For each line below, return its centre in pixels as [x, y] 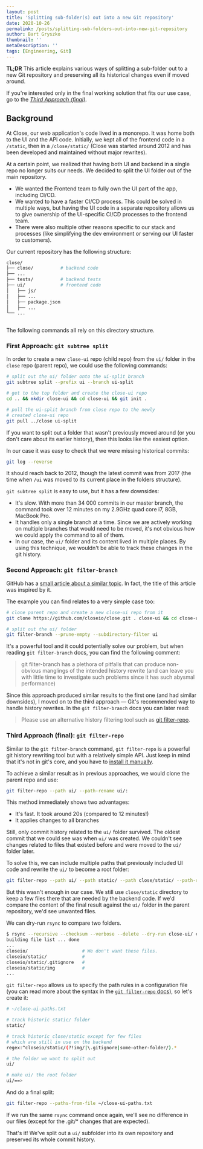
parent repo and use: [32, 780]
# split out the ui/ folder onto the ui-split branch [76, 377]
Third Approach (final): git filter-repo [65, 736]
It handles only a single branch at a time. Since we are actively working [103, 522]
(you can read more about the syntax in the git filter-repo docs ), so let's [99, 991]
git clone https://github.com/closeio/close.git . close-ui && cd [92, 618]
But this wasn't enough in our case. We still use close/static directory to [97, 892]
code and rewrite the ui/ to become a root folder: [68, 869]
